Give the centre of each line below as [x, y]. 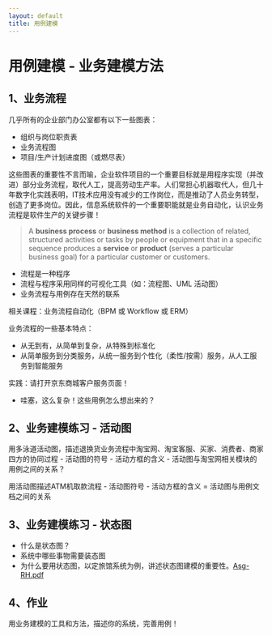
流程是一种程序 [45, 273]
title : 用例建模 [33, 23]
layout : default [36, 16]
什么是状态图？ [45, 546]
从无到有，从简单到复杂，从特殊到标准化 [87, 345]
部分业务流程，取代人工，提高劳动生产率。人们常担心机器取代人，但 [136, 184]
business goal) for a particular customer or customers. [119, 257]
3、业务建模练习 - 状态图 [70, 525]
